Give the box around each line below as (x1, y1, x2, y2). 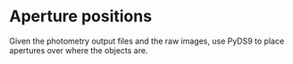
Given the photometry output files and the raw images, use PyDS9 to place (9, 36, 285, 46)
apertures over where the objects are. (9, 44, 148, 55)
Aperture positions (9, 6, 153, 27)
